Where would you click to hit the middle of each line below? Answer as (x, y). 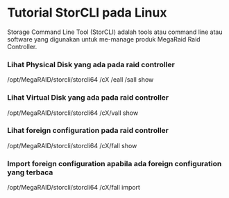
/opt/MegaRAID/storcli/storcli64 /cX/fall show (72, 145)
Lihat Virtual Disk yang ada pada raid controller (88, 98)
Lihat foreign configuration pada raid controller (88, 131)
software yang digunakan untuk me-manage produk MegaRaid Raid (104, 39)
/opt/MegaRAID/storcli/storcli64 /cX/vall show (73, 113)
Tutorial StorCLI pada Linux (87, 13)
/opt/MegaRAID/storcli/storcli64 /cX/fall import (74, 188)
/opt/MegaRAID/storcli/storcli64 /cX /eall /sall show (80, 80)
